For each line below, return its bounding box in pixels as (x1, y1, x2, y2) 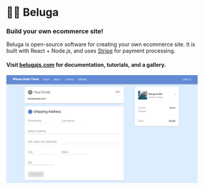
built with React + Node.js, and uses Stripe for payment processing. (6, 47, 176, 55)
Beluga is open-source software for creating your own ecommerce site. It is (6, 41, 195, 48)
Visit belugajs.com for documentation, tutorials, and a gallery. (6, 61, 166, 68)
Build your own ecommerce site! (6, 27, 104, 36)
